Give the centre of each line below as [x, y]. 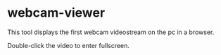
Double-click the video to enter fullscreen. [69, 45]
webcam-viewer [56, 13]
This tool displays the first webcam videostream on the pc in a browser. [111, 32]
